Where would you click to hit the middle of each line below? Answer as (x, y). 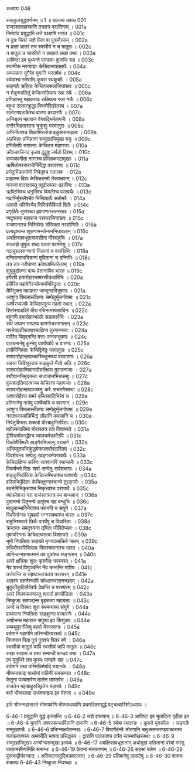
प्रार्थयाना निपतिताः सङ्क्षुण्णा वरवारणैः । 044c (49, 614)
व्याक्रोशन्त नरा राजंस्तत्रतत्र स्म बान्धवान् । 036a (52, 495)
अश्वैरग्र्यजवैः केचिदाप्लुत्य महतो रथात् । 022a (49, 304)
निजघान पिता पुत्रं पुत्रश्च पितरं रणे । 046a (46, 640)
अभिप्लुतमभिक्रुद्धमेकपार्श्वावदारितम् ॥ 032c (46, 449)
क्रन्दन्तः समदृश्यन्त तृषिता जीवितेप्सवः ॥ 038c (49, 528)
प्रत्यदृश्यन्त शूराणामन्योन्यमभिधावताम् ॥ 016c (47, 231)
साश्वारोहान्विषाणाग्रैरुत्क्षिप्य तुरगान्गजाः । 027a (49, 370)
